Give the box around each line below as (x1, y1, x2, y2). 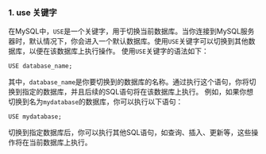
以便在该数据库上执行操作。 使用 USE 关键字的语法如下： (29, 46, 209, 56)
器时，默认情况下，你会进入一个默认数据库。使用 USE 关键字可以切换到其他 (8, 37, 249, 46)
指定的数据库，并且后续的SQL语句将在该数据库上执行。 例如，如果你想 (21, 87, 254, 97)
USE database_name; (8, 62, 73, 71)
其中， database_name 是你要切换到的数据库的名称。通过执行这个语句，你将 (8, 77, 250, 87)
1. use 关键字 (8, 6, 57, 17)
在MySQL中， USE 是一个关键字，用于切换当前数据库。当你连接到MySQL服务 (8, 26, 255, 37)
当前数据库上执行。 (29, 137, 92, 148)
